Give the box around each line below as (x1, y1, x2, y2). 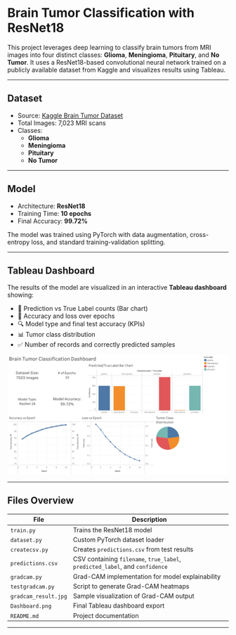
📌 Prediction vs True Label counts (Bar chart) (17, 304, 148, 313)
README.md (10, 612, 39, 620)
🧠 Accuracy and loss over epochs (17, 312, 115, 321)
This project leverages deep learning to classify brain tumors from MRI (7, 43, 212, 51)
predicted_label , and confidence (72, 563, 168, 571)
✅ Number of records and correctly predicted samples (17, 340, 176, 349)
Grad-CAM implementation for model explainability (72, 572, 221, 581)
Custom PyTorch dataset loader (72, 535, 164, 544)
